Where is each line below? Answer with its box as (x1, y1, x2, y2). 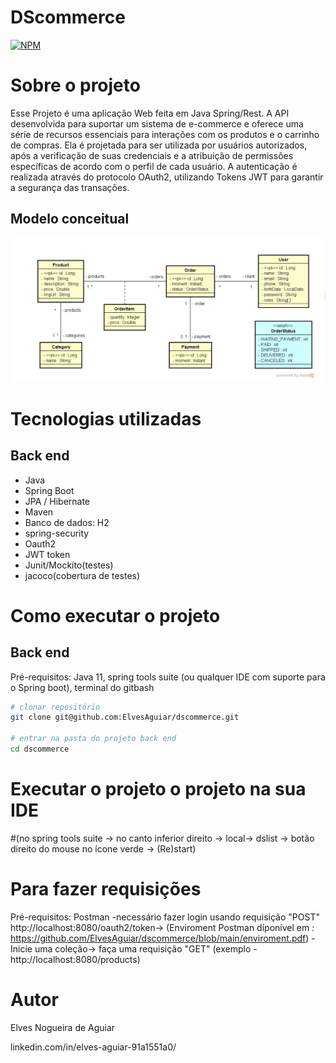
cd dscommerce (10, 744, 70, 755)
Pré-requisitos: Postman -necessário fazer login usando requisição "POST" (10, 911, 320, 923)
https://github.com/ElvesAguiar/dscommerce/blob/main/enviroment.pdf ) (10, 932, 310, 944)
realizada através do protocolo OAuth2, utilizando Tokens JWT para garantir (10, 171, 324, 183)
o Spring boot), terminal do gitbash (10, 681, 155, 693)
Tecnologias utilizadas (10, 407, 202, 430)
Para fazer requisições (10, 878, 202, 901)
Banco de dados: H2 (24, 516, 110, 528)
